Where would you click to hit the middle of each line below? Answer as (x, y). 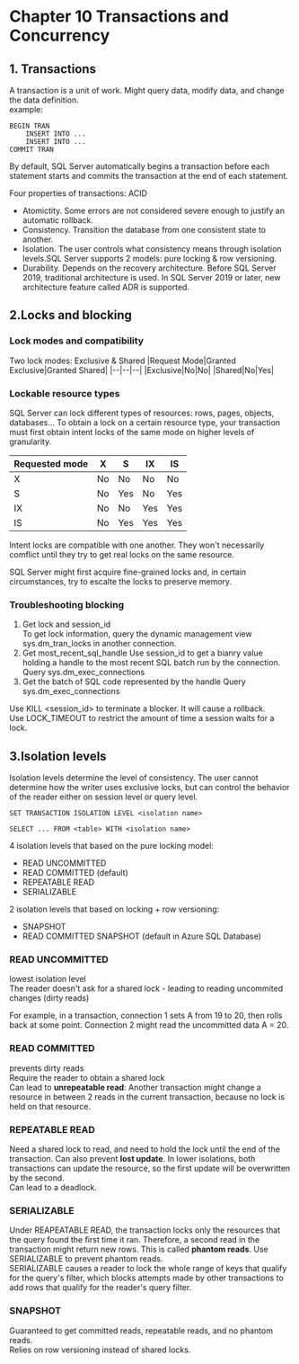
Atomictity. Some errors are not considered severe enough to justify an (154, 210)
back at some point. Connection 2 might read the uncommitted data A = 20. (149, 1025)
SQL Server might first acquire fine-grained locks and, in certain (128, 572)
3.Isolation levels (58, 756)
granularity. (31, 441)
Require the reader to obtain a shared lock (87, 1077)
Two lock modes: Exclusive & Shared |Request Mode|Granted (123, 361)
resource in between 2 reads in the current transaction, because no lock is (147, 1097)
